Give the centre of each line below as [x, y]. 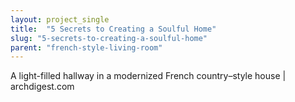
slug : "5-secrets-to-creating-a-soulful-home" [109, 38]
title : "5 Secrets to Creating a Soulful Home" [113, 29]
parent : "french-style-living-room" [86, 47]
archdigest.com [42, 87]
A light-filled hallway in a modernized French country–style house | [148, 76]
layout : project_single [60, 19]
